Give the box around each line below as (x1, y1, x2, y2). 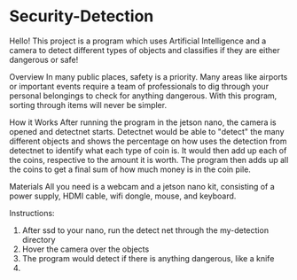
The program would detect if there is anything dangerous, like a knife (21, 253, 275, 263)
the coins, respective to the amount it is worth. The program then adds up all (9, 154, 289, 165)
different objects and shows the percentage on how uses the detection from (9, 136, 287, 146)
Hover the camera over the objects (21, 244, 150, 254)
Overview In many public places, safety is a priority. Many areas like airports (9, 71, 288, 82)
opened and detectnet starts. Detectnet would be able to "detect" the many (9, 126, 285, 136)
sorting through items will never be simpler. (9, 99, 167, 110)
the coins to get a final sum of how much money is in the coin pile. (9, 164, 251, 175)
